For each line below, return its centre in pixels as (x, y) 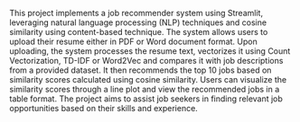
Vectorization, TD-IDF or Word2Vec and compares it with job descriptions (146, 61)
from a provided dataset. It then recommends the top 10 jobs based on (141, 70)
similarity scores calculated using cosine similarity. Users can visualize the (148, 79)
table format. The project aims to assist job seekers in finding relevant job (146, 99)
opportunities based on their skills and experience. (104, 108)
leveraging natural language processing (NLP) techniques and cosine (138, 22)
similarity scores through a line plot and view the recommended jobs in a (145, 89)
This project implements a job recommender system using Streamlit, (136, 13)
